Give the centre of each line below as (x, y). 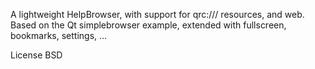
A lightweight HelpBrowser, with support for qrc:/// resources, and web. (157, 14)
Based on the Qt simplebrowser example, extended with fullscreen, (148, 25)
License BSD (36, 55)
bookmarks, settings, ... (59, 35)
